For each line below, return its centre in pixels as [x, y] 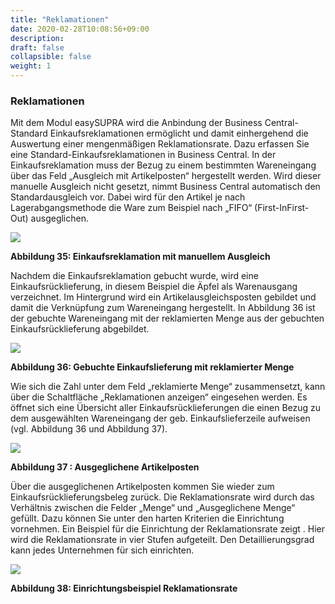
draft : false [37, 47]
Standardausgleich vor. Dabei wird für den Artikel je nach [128, 197]
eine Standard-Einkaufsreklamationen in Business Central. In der [143, 155]
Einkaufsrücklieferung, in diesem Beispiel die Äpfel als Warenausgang [154, 287]
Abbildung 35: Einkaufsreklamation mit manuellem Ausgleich [140, 257]
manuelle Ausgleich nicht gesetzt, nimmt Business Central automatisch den [165, 187]
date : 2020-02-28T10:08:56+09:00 [80, 29]
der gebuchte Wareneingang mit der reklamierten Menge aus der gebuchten [167, 318]
